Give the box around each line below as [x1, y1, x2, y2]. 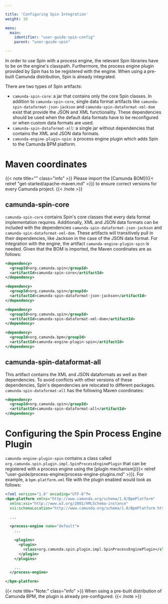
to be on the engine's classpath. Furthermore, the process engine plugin [5, 63, 154, 69]
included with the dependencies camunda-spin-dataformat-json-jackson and [5, 224, 162, 230]
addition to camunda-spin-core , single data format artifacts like [12, 98, 140, 104]
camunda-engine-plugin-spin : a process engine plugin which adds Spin [12, 136, 158, 142]
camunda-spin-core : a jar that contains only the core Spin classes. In [12, 93, 152, 99]
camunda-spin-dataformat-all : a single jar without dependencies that [12, 125, 154, 131]
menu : [5, 26, 16, 31]
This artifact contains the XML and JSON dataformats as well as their [5, 371, 147, 377]
